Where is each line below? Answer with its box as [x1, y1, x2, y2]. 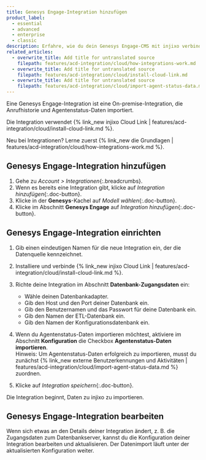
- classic [12, 37, 37, 44]
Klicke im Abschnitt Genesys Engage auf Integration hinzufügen [15, 203, 178, 210]
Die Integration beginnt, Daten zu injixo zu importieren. [6, 393, 144, 401]
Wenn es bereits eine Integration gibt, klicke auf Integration [15, 183, 165, 191]
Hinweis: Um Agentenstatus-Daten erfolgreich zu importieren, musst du [15, 350, 197, 358]
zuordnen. [15, 369, 42, 377]
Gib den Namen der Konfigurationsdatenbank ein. [24, 318, 150, 326]
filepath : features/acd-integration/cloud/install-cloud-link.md [17, 72, 188, 78]
